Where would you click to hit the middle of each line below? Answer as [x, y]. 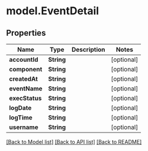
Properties [26, 33]
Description [88, 50]
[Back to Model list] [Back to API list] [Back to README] [74, 142]
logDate [20, 108]
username [24, 127]
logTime [21, 117]
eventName [26, 89]
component [26, 69]
